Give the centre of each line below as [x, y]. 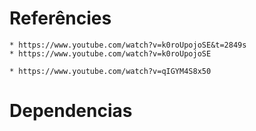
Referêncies [60, 18]
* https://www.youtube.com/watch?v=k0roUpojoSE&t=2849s [128, 45]
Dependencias [71, 111]
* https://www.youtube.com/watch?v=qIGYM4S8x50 [110, 71]
